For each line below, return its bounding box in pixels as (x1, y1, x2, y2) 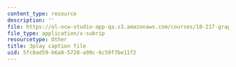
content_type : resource (7, 10, 77, 17)
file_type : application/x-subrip (7, 29, 105, 37)
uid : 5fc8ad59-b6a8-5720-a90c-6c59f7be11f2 (7, 50, 137, 57)
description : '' (7, 17, 55, 24)
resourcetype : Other (7, 36, 68, 43)
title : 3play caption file (7, 43, 86, 50)
